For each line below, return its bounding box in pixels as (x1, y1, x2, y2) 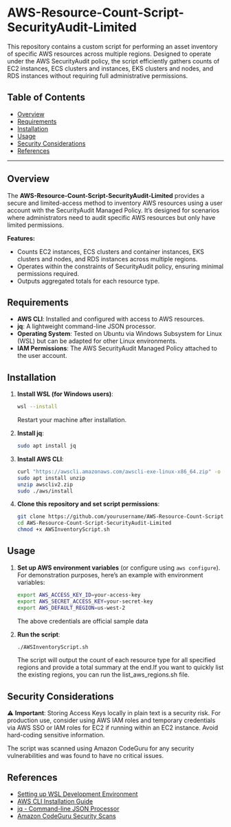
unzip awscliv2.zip (16, 481, 74, 488)
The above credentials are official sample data (16, 617, 148, 625)
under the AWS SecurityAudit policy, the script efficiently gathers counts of (7, 57, 220, 65)
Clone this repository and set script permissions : (16, 500, 160, 508)
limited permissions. (7, 221, 64, 229)
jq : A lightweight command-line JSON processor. (16, 322, 156, 330)
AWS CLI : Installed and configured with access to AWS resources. (16, 315, 205, 323)
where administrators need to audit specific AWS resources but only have (7, 213, 216, 221)
